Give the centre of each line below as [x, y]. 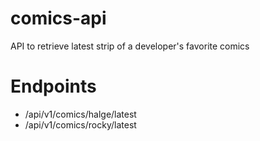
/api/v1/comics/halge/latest [80, 114]
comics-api [58, 18]
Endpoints [53, 86]
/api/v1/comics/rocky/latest [80, 124]
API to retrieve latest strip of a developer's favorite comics [130, 46]
